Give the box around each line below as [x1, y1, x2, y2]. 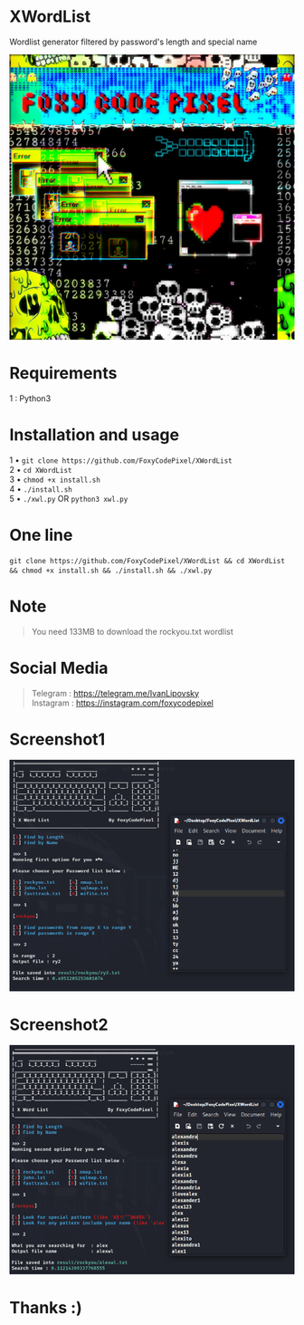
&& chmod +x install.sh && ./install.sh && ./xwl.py [9, 566, 213, 575]
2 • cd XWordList [9, 464, 72, 475]
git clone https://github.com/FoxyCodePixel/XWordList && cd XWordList [9, 556, 285, 565]
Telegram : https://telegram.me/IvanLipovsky [31, 687, 200, 698]
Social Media [9, 658, 109, 678]
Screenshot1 [9, 729, 106, 749]
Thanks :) [9, 1297, 83, 1318]
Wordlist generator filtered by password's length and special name [9, 36, 258, 47]
